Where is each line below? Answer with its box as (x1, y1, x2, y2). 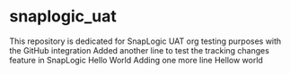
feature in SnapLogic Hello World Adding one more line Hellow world (9, 54, 263, 65)
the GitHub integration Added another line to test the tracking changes (9, 45, 269, 55)
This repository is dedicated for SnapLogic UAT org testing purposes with (9, 36, 282, 46)
